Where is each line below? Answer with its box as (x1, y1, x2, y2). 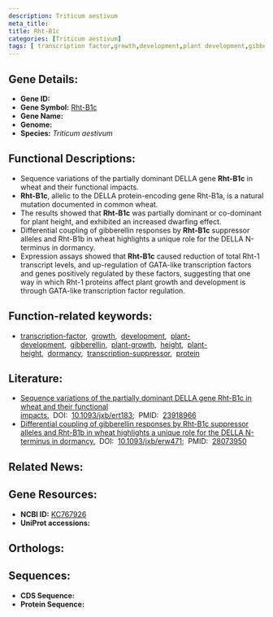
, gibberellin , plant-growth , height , (63, 339, 184, 350)
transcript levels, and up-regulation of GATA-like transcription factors (19, 259, 252, 269)
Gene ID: (19, 93, 50, 103)
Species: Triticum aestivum (19, 128, 113, 138)
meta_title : (8, 20, 49, 28)
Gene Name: (19, 111, 63, 120)
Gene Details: (8, 72, 79, 86)
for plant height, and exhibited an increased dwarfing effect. (19, 216, 222, 226)
